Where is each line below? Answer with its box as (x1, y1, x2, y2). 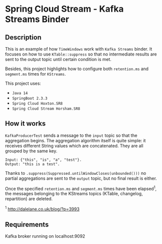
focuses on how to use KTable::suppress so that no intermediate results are (5, 51, 157, 57)
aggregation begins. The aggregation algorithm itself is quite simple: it (5, 137, 146, 143)
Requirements (5, 220, 49, 228)
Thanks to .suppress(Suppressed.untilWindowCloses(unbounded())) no (5, 170, 146, 176)
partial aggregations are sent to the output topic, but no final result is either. (5, 175, 157, 181)
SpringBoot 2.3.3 (12, 96, 48, 101)
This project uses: (5, 80, 41, 86)
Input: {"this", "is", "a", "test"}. (5, 157, 82, 162)
